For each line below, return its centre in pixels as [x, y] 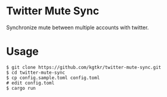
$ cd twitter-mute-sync [36, 73]
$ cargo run [21, 88]
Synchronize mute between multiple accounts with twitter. [78, 27]
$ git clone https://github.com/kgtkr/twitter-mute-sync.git [84, 67]
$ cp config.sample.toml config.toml [53, 78]
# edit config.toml [30, 83]
